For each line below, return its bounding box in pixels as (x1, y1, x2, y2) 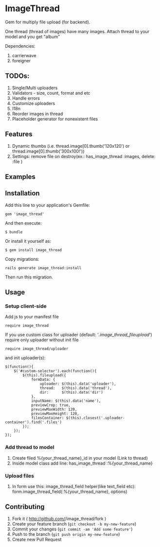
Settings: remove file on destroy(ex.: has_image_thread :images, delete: (12, 153, 156, 159)
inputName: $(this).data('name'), (31, 398, 101, 404)
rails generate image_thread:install (5, 265, 82, 271)
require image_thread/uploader (5, 347, 69, 352)
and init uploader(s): (5, 355, 46, 361)
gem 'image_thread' (5, 212, 45, 216)
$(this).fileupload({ (22, 373, 67, 378)
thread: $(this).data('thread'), (39, 386, 112, 391)
